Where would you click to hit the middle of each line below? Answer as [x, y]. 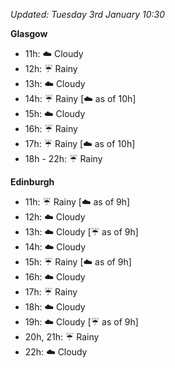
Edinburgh [32, 182]
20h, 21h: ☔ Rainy [62, 337]
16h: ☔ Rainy [51, 128]
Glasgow [29, 33]
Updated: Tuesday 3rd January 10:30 [88, 14]
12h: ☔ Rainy [51, 68]
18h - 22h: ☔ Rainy [63, 158]
